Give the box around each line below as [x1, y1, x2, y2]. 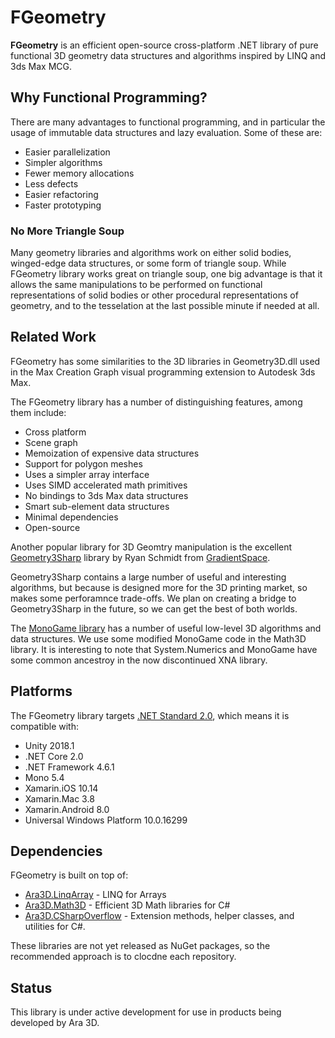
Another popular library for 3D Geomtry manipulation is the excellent [10, 541, 293, 553]
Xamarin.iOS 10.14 [24, 782, 99, 794]
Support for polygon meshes [24, 457, 143, 470]
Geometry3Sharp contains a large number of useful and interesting [10, 571, 287, 583]
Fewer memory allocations [24, 167, 135, 179]
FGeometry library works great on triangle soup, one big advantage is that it [10, 268, 323, 280]
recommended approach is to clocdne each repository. [10, 951, 237, 963]
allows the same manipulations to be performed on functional [10, 279, 263, 291]
